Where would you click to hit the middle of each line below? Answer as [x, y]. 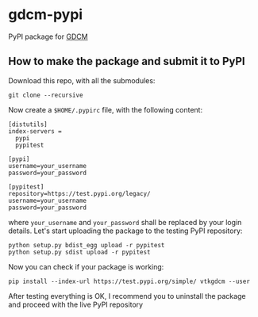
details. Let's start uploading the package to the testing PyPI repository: [125, 231]
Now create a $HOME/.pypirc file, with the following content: [106, 109]
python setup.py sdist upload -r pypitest [79, 252]
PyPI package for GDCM [48, 36]
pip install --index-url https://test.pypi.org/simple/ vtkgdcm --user [129, 281]
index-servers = [35, 131]
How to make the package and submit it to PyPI [127, 61]
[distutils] [28, 124]
